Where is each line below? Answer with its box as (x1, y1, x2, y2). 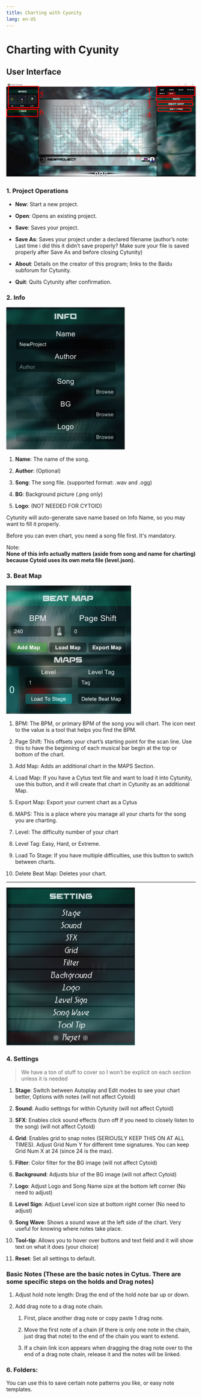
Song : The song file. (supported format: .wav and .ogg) (14, 479, 152, 486)
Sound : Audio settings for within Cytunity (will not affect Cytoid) (14, 1105, 174, 1112)
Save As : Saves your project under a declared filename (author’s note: (14, 235, 189, 243)
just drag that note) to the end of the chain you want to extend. (23, 1333, 180, 1340)
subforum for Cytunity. (14, 266, 72, 274)
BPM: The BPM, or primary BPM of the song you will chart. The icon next (14, 720, 195, 727)
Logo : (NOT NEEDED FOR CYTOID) (14, 503, 102, 510)
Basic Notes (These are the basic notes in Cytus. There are (6, 1270, 182, 1278)
